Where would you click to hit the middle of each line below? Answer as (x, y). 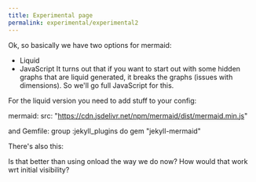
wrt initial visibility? (39, 169)
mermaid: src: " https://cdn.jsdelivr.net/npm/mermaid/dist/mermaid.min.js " (128, 115)
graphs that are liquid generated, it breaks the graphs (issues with (126, 77)
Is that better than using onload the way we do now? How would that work (128, 161)
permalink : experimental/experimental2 (73, 23)
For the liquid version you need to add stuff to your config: (102, 100)
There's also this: (36, 146)
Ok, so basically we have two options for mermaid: (90, 45)
